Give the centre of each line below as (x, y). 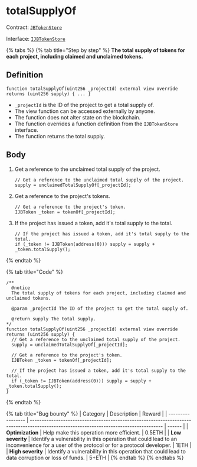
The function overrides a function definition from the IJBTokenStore (96, 124)
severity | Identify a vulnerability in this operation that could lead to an (92, 439)
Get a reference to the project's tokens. (62, 196)
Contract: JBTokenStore (34, 27)
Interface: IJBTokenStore (36, 38)
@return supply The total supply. (54, 319)
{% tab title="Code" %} (35, 272)
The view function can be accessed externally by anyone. (85, 111)
